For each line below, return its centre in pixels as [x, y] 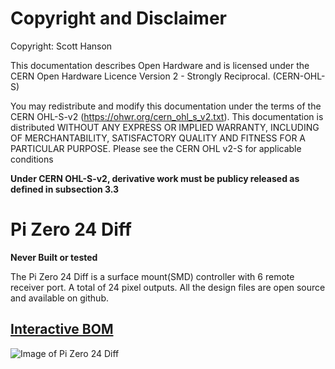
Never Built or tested [54, 257]
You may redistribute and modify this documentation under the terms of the [166, 106]
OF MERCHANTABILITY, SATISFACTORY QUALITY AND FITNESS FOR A [158, 138]
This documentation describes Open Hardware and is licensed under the [160, 65]
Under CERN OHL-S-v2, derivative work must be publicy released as [155, 178]
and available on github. [59, 298]
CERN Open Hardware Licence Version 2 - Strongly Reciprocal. [140, 76]
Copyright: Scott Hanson [61, 46]
